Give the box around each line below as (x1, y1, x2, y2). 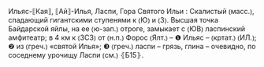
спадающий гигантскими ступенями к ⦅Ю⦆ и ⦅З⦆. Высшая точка (8, 16, 219, 24)
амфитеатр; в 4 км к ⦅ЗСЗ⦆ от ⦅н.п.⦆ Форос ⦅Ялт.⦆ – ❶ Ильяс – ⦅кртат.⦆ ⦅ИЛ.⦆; (8, 33, 258, 42)
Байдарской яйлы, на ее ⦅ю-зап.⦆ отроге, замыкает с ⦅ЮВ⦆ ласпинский (8, 24, 246, 33)
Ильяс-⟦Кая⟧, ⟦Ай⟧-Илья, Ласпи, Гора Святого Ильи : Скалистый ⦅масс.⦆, (8, 7, 255, 16)
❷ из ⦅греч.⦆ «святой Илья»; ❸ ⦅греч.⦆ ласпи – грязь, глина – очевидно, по (8, 42, 256, 51)
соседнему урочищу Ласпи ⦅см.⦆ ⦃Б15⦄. (8, 51, 144, 59)
